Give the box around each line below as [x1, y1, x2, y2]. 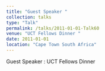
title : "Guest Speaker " [6, 8, 68, 15]
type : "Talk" [6, 20, 39, 25]
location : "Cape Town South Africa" [6, 42, 97, 48]
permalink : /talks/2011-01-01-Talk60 [6, 25, 100, 31]
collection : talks [6, 14, 52, 20]
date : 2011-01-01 [6, 36, 49, 42]
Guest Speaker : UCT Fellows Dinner [6, 57, 96, 65]
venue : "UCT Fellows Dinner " [6, 31, 81, 37]
